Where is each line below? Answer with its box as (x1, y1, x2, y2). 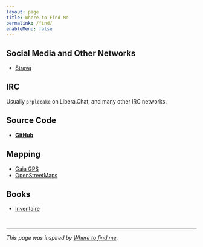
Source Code (6, 116, 56, 126)
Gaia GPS (14, 165, 39, 173)
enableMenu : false (6, 25, 53, 32)
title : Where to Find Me (6, 15, 69, 21)
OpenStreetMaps (14, 171, 58, 179)
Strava (14, 64, 31, 71)
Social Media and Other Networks (6, 48, 136, 58)
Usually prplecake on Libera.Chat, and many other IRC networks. (6, 97, 167, 105)
